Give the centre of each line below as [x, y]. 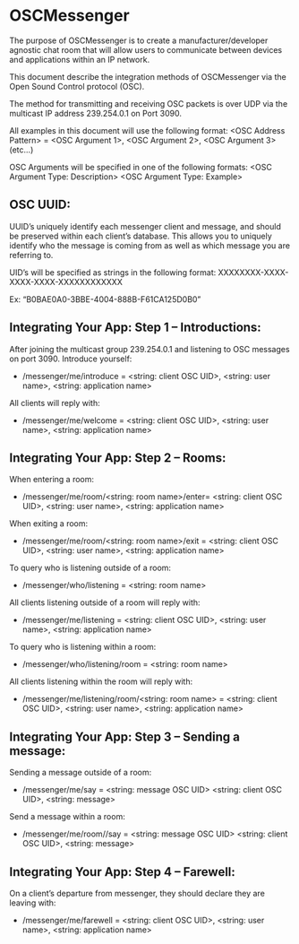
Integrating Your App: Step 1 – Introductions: [135, 328]
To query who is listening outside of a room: [90, 568]
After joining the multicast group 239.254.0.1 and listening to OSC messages [149, 349]
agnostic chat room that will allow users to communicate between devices [146, 49]
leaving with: [33, 903]
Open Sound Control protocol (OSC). [77, 86]
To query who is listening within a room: [83, 647]
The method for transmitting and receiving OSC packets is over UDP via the [149, 103]
